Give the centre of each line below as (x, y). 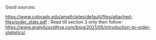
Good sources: (21, 7)
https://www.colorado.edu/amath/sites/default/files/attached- (69, 17)
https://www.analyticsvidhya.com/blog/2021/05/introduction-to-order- (78, 27)
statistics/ (15, 32)
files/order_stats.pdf (26, 22)
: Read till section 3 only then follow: (85, 22)
